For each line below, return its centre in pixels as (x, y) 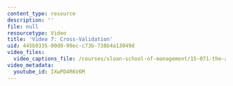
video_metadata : (31, 65)
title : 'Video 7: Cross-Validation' (60, 40)
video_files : (26, 53)
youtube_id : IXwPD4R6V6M (49, 71)
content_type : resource (42, 14)
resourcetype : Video (37, 33)
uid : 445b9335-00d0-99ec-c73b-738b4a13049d (71, 46)
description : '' (31, 20)
